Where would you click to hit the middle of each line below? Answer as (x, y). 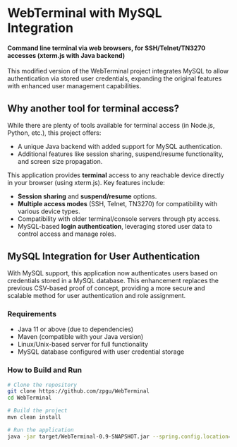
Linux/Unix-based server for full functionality (83, 345)
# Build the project (38, 411)
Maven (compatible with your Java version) (80, 337)
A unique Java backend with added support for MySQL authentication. (120, 147)
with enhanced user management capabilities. (74, 86)
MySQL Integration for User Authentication (104, 256)
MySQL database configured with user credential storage (101, 352)
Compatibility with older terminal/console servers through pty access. (119, 219)
